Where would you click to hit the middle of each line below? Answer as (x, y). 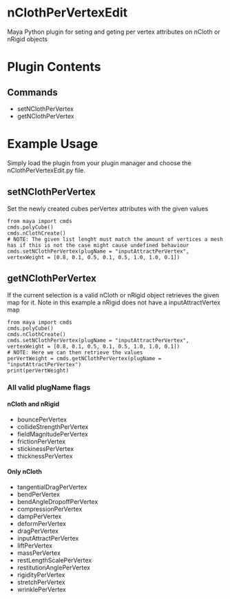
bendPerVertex (39, 494)
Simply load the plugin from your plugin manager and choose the (99, 162)
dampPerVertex (39, 516)
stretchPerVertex (41, 582)
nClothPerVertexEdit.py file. (46, 170)
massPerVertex (39, 553)
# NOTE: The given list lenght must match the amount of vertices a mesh (115, 239)
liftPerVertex (35, 545)
